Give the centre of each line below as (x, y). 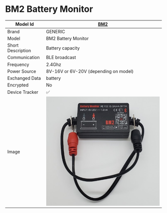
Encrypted (18, 85)
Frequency (18, 64)
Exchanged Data (24, 78)
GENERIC (56, 31)
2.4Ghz (54, 64)
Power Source (22, 71)
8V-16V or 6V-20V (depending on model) (90, 71)
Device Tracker (23, 92)
